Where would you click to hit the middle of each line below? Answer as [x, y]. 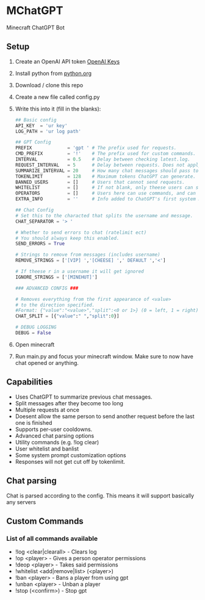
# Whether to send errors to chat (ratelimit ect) [81, 233]
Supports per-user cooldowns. [54, 429]
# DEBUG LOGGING [36, 327]
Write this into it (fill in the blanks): [58, 109]
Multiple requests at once [47, 410]
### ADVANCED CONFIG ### [47, 288]
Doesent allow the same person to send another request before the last [105, 416]
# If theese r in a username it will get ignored [80, 272]
